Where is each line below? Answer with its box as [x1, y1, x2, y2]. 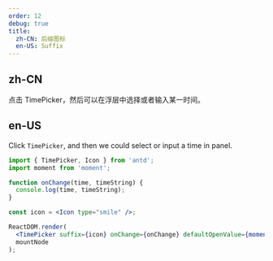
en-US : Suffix [15, 42, 63, 50]
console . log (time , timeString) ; [15, 186, 126, 194]
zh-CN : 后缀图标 [15, 34, 67, 43]
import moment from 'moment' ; [8, 163, 111, 172]
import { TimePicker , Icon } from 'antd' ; [8, 156, 154, 164]
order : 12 [8, 11, 42, 20]
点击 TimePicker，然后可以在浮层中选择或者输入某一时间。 [8, 94, 205, 104]
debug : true [8, 20, 49, 28]
